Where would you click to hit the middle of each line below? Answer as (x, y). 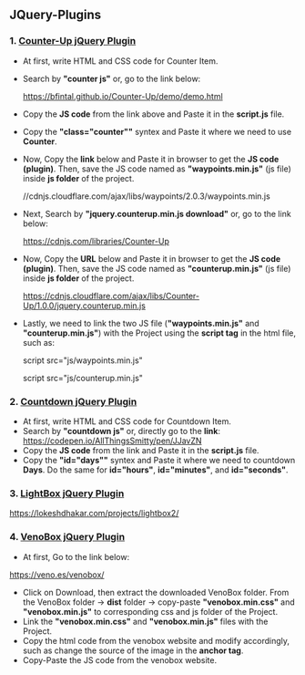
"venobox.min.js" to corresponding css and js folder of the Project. (150, 611)
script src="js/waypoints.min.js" (82, 360)
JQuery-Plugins (56, 15)
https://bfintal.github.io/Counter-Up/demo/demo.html (122, 96)
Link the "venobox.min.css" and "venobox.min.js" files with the (145, 621)
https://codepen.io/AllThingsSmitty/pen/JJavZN (112, 441)
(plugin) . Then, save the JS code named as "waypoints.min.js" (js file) (157, 169)
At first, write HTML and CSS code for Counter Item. (120, 61)
